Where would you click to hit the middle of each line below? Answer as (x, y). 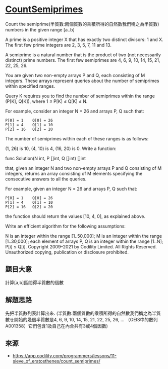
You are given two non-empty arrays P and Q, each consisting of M (75, 75)
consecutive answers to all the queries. (46, 179)
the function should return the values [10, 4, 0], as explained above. (75, 216)
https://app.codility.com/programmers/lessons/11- (65, 356)
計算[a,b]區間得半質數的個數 (35, 282)
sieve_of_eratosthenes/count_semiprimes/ (57, 361)
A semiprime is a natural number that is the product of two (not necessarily (83, 55)
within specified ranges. (30, 86)
